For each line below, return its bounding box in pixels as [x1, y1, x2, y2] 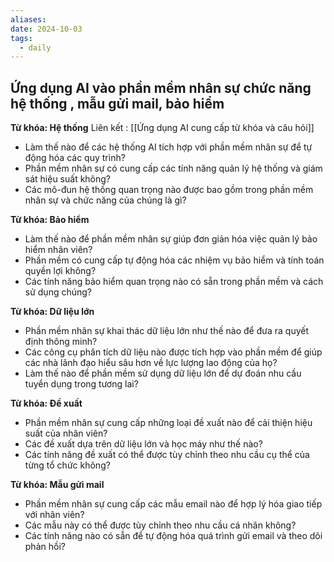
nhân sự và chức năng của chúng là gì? [24, 194, 187, 206]
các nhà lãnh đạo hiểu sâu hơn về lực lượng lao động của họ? [24, 357, 278, 369]
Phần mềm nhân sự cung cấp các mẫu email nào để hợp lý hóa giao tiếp [24, 498, 323, 510]
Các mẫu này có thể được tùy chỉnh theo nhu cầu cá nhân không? [24, 519, 297, 531]
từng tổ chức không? [24, 459, 111, 471]
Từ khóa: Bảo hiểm [10, 214, 90, 226]
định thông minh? [24, 336, 98, 348]
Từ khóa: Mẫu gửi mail [10, 479, 105, 491]
